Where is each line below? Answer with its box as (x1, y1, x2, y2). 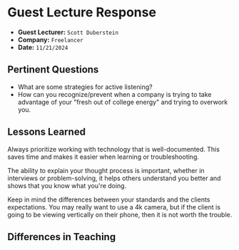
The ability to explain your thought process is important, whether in (7, 166, 205, 175)
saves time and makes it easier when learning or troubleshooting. (7, 152, 200, 161)
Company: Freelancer (17, 35, 83, 43)
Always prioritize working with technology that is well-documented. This (7, 145, 220, 153)
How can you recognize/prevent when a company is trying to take (17, 90, 212, 98)
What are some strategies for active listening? (17, 83, 153, 91)
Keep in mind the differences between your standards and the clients (7, 195, 210, 204)
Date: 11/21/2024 (17, 43, 68, 51)
